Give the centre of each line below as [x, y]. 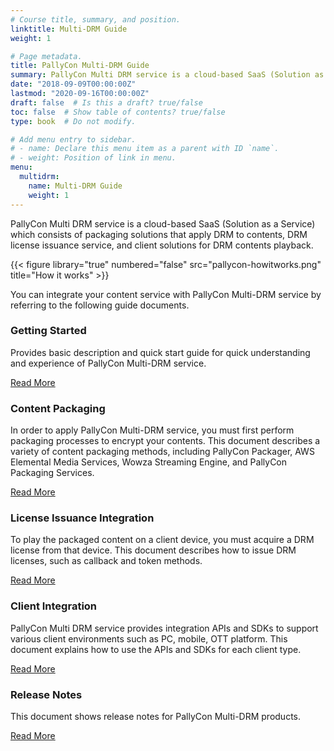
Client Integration [54, 606]
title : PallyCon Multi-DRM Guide [80, 66]
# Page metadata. [46, 56]
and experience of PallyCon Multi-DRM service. [108, 363]
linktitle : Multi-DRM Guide [69, 29]
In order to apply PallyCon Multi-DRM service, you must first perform [152, 430]
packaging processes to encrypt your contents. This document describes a [165, 441]
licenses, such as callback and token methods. [106, 561]
